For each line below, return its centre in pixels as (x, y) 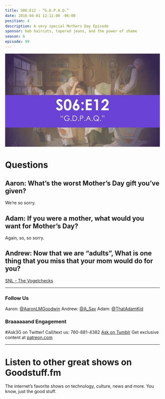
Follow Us (17, 298)
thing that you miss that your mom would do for (79, 261)
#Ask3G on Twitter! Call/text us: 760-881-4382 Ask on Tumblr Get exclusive (82, 332)
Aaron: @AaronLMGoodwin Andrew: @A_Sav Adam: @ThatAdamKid (74, 309)
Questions (27, 165)
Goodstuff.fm (33, 373)
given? (16, 191)
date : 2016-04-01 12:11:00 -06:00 (41, 16)
